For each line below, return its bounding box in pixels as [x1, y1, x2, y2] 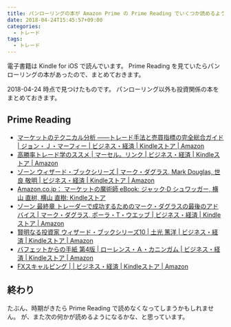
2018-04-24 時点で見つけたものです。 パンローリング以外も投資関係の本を [7, 85, 219, 93]
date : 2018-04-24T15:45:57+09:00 [7, 17, 103, 23]
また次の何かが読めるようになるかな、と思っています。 [32, 313, 189, 321]
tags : [7, 36, 23, 43]
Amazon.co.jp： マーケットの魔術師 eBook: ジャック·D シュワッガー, [16, 184, 211, 193]
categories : [7, 23, 41, 30]
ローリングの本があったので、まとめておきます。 [7, 70, 145, 78]
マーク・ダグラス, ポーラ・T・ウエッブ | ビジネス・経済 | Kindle [40, 211, 221, 219]
